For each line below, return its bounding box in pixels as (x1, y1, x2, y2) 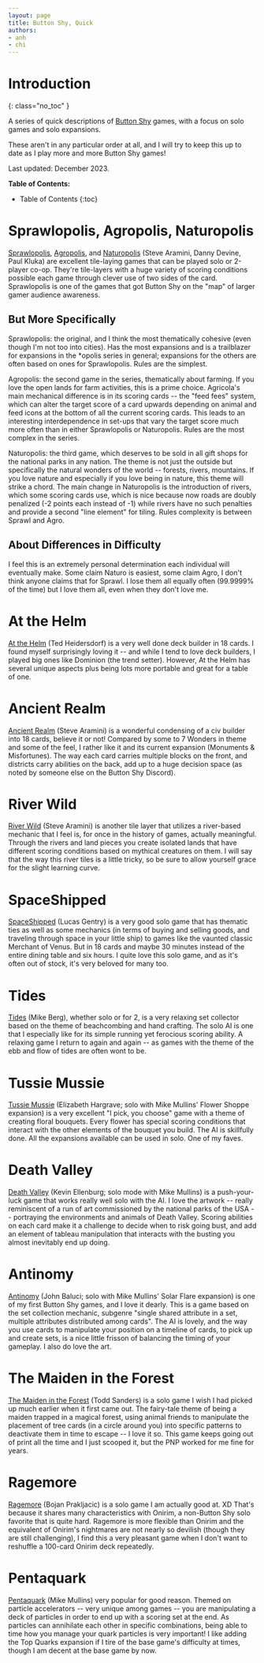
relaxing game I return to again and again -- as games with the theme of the (8, 1038, 255, 1047)
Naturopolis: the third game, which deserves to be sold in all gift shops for (8, 448, 248, 458)
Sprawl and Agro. (8, 515, 65, 525)
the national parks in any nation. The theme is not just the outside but (8, 456, 233, 466)
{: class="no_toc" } (8, 101, 69, 111)
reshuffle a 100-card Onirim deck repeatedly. (8, 1541, 154, 1551)
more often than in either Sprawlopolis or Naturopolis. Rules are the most (8, 424, 245, 434)
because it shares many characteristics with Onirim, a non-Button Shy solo (8, 1508, 251, 1517)
